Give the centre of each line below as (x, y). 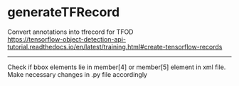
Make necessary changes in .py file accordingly (78, 74)
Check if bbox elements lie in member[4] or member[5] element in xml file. (117, 67)
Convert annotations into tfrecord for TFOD (70, 32)
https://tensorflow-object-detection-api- (67, 39)
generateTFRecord (64, 12)
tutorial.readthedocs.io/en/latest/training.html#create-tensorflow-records (115, 47)
